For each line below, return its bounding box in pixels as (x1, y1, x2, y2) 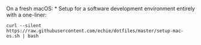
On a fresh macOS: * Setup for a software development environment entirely (6, 5, 195, 12)
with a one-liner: (6, 11, 47, 18)
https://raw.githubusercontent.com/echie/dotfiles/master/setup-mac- (6, 28, 184, 34)
